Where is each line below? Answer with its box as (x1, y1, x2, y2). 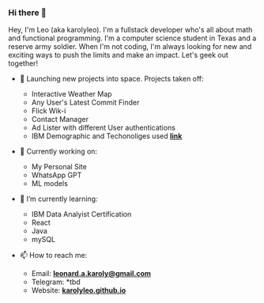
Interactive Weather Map (31, 89, 112, 99)
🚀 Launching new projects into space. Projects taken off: (19, 74, 204, 84)
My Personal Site (31, 162, 87, 172)
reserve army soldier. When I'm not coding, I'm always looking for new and (8, 42, 252, 51)
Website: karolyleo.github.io (31, 286, 126, 295)
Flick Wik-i (31, 106, 66, 116)
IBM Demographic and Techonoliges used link (31, 131, 183, 141)
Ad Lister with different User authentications (31, 123, 176, 133)
